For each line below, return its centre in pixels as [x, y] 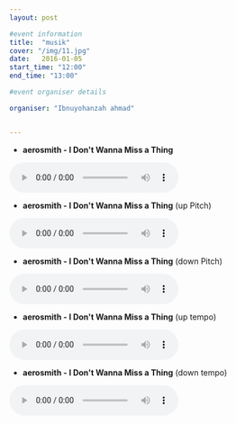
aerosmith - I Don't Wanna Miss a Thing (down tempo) [125, 372]
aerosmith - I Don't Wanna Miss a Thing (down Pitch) [123, 261]
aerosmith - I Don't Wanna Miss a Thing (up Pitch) [117, 205]
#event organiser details [58, 92]
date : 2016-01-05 [46, 59]
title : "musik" [40, 42]
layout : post [34, 18]
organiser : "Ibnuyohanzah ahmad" [72, 108]
